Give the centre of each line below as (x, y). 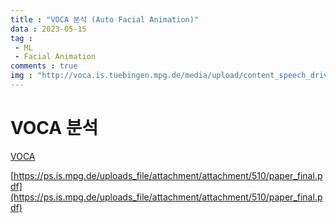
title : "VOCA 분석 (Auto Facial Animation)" (105, 19)
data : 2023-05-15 (48, 29)
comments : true (44, 66)
